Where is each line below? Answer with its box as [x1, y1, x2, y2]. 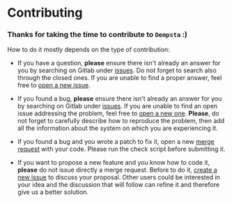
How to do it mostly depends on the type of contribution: [7, 45, 171, 54]
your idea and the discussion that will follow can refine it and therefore [17, 181, 220, 189]
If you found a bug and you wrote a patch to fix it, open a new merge [17, 138, 215, 146]
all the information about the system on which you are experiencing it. [17, 124, 218, 133]
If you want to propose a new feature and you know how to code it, [17, 159, 210, 167]
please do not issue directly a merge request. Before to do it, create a [17, 165, 217, 174]
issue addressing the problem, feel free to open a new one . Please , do [17, 109, 219, 117]
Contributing [7, 5, 83, 21]
